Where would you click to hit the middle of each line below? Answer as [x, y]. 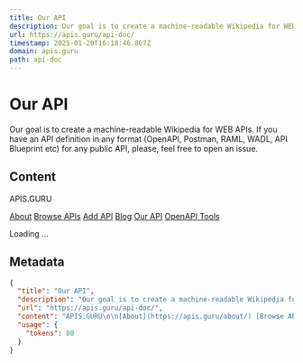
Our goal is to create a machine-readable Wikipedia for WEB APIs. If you [143, 129]
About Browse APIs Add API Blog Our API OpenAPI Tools [115, 216]
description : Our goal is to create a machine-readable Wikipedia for [145, 26]
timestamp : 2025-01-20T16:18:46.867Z [80, 43]
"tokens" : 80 [50, 333]
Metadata [37, 262]
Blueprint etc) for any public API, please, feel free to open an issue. [134, 148]
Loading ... [29, 233]
